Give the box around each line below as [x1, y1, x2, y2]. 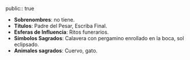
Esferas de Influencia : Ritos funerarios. [13, 29, 109, 36]
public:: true [5, 5, 34, 12]
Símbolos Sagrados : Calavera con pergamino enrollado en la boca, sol [13, 35, 184, 41]
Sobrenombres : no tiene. [13, 16, 75, 23]
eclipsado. [13, 41, 39, 48]
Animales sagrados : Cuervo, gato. [13, 47, 98, 54]
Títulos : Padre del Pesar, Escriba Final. [13, 23, 107, 29]
